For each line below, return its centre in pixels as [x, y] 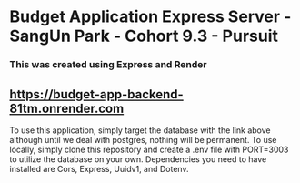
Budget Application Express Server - [150, 17]
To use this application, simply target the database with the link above [140, 130]
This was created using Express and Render [108, 65]
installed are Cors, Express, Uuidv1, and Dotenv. [99, 168]
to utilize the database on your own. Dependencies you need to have [138, 159]
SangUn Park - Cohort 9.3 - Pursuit [144, 36]
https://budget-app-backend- [96, 94]
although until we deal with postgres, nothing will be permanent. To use [143, 139]
